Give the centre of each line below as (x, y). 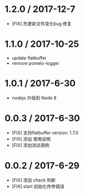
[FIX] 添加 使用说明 (31, 139)
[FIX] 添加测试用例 (31, 145)
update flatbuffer (29, 58)
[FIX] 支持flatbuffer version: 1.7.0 (45, 133)
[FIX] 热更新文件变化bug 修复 (42, 23)
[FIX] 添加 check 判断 (34, 180)
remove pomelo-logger (36, 63)
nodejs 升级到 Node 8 (34, 98)
